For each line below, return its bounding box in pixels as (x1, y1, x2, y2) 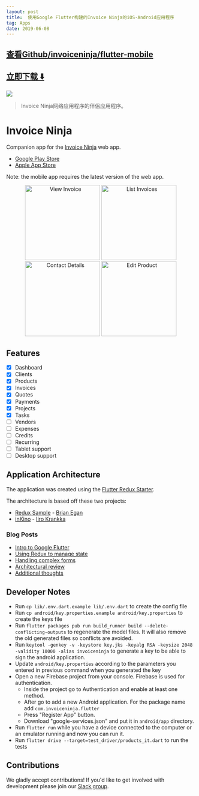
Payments (14, 398, 40, 405)
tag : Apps (6, 20, 31, 26)
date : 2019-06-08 (6, 25, 50, 32)
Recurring (14, 438, 40, 446)
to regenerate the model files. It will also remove (67, 628, 187, 635)
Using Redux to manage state (14, 550, 88, 558)
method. (23, 692, 45, 699)
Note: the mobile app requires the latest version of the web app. (6, 173, 164, 181)
